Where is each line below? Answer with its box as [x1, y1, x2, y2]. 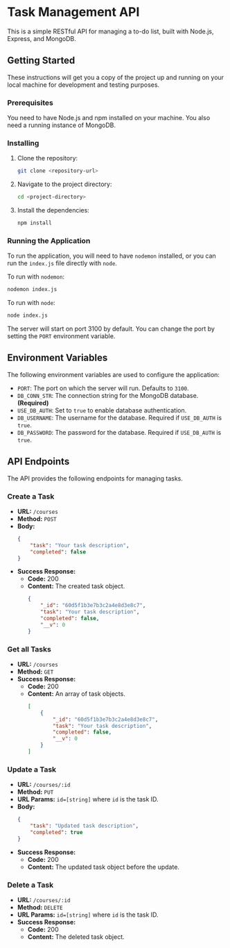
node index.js [7, 312, 48, 319]
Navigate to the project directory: [17, 180, 112, 188]
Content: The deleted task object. [27, 933, 125, 941]
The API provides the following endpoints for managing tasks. [7, 474, 184, 483]
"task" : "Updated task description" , [30, 822, 139, 830]
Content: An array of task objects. [27, 689, 126, 698]
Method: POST [17, 515, 57, 523]
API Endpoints [7, 456, 70, 467]
